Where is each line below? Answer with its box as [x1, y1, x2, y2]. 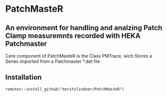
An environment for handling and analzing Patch [5, 23, 162, 32]
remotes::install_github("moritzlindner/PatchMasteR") [5, 86, 125, 92]
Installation [5, 73, 42, 82]
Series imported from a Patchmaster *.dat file [5, 58, 101, 64]
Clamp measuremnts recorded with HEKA [5, 31, 141, 40]
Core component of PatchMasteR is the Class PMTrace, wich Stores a [5, 53, 152, 59]
